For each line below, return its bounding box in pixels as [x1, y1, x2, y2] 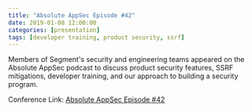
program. [8, 80, 39, 89]
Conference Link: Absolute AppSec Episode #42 [8, 95, 165, 104]
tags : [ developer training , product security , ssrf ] [8, 33, 185, 42]
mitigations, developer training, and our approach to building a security [8, 71, 239, 81]
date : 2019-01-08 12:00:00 [8, 19, 97, 27]
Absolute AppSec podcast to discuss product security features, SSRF [8, 63, 234, 73]
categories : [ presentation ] [8, 26, 101, 34]
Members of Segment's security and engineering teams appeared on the [8, 55, 245, 64]
